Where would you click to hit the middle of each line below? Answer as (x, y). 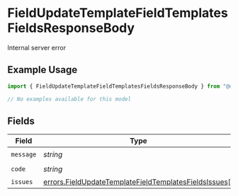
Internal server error (36, 47)
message (24, 154)
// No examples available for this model (69, 99)
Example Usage (42, 70)
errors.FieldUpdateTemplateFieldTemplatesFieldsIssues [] (138, 182)
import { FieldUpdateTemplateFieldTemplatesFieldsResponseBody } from (114, 86)
